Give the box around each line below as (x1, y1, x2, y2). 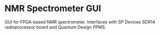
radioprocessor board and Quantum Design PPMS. (4, 24, 106, 30)
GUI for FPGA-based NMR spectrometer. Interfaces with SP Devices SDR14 (4, 19, 156, 25)
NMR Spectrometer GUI (4, 3, 101, 14)
